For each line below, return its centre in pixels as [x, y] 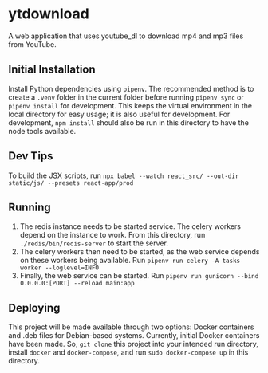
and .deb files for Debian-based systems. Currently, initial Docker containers [134, 336]
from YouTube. [33, 44]
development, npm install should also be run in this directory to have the [129, 122]
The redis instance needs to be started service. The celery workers [130, 226]
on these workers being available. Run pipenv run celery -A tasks [130, 261]
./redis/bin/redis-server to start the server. [94, 243]
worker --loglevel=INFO [59, 268]
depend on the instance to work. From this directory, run [112, 235]
